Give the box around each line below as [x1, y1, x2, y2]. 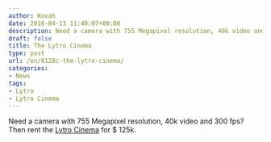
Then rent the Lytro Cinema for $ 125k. [8, 125, 137, 135]
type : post [8, 49, 45, 57]
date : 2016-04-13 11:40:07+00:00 [8, 19, 121, 27]
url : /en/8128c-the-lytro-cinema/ [8, 57, 125, 65]
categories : [8, 65, 48, 73]
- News [8, 72, 31, 80]
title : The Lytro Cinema [8, 42, 92, 50]
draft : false [8, 34, 52, 43]
